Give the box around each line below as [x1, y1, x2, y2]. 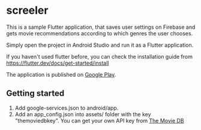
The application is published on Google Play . [6, 71, 116, 78]
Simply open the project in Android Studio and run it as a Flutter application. [6, 41, 194, 49]
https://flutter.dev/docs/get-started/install [6, 59, 109, 66]
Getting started [6, 88, 65, 99]
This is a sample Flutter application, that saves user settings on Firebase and [6, 23, 196, 31]
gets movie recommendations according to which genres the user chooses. [6, 29, 193, 37]
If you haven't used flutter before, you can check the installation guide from [6, 53, 193, 60]
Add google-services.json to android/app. [14, 104, 119, 111]
